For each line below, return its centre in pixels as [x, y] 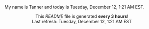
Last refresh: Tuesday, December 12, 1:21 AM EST [82, 22]
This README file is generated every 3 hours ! [82, 16]
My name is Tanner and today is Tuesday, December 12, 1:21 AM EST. [74, 7]
